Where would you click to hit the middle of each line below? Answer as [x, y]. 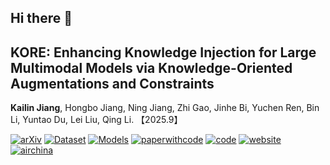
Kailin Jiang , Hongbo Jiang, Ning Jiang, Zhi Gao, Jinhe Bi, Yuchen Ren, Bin [165, 108]
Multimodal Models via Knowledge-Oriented [151, 67]
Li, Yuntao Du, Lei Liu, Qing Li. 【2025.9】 [96, 120]
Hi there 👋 [41, 18]
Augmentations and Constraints [112, 83]
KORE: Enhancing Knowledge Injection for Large [163, 52]
